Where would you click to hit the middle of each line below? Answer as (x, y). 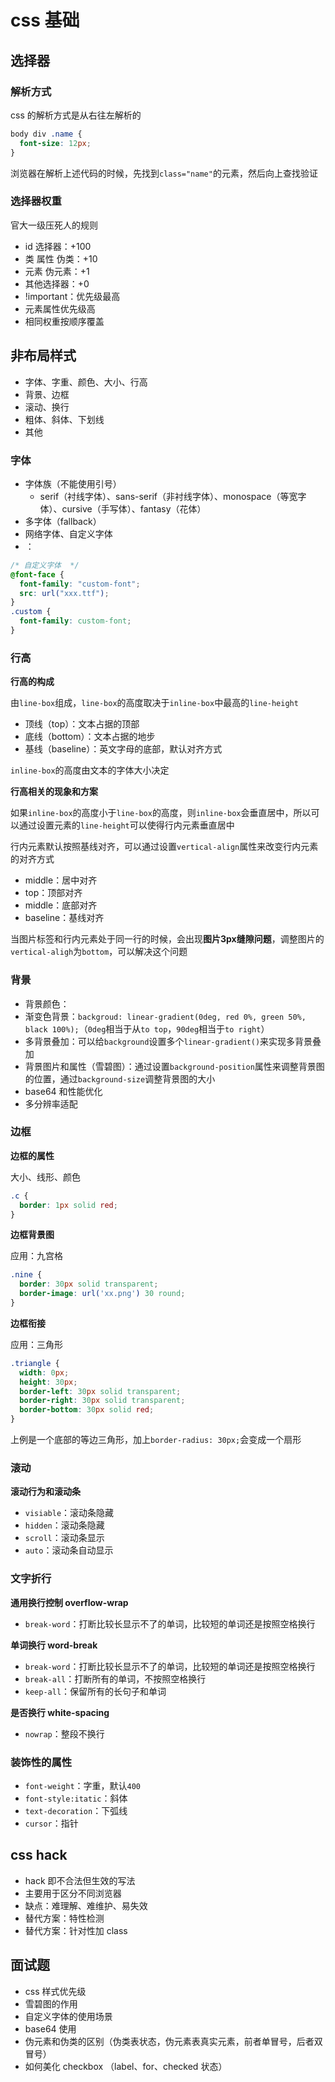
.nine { (26, 1275)
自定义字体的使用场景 (68, 2016)
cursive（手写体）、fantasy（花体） (134, 508)
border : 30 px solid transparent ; (89, 1284)
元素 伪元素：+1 (57, 271)
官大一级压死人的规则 (54, 225)
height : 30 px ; (48, 1382)
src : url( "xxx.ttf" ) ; (64, 593)
